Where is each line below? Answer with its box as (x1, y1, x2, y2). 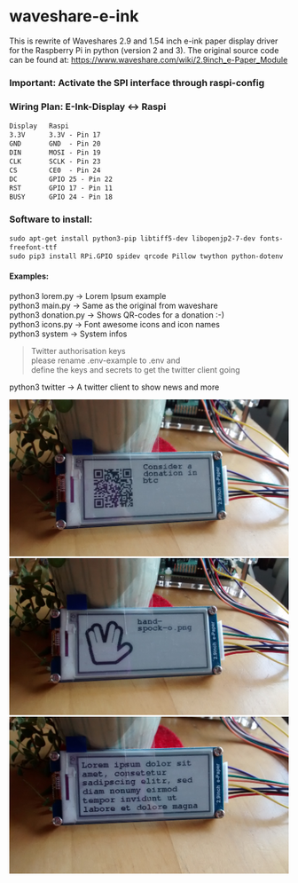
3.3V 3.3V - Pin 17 (9, 130, 101, 139)
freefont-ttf (9, 243, 58, 252)
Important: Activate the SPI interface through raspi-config (9, 76, 264, 89)
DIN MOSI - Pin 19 (9, 148, 101, 157)
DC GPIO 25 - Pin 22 (9, 175, 114, 184)
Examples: (9, 271, 49, 281)
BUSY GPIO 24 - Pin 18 (9, 193, 114, 201)
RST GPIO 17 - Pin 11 (9, 184, 114, 193)
